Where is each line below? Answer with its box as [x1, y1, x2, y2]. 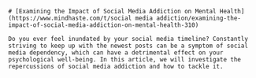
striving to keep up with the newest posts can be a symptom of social [8, 42, 248, 50]
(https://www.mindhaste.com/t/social [8, 14, 132, 22]
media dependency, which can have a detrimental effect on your [8, 49, 224, 57]
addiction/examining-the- [156, 14, 242, 22]
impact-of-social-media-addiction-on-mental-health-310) [8, 21, 199, 29]
